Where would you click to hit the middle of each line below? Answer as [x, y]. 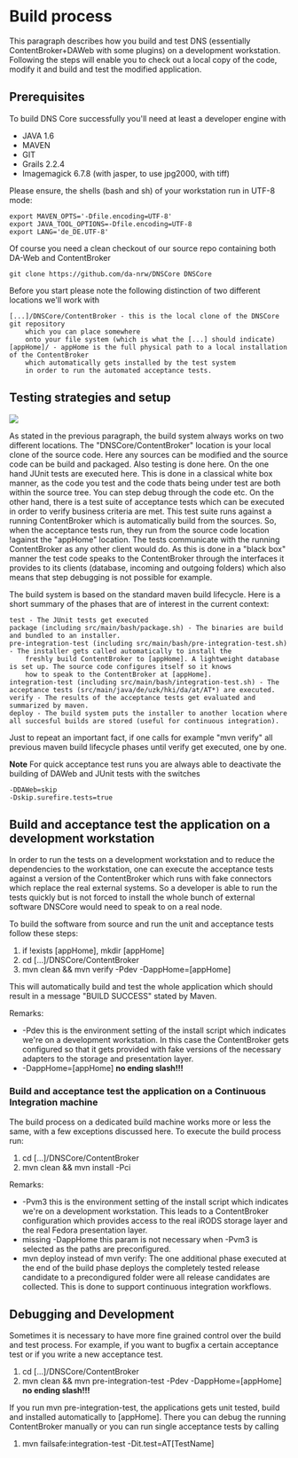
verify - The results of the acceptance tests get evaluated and [132, 697]
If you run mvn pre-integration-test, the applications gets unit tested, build [145, 1407]
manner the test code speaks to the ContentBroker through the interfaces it [147, 558]
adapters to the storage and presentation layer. [108, 1059]
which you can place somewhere [83, 331]
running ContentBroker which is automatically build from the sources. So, [143, 520]
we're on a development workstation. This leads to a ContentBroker [145, 1211]
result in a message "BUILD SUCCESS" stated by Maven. [113, 997]
